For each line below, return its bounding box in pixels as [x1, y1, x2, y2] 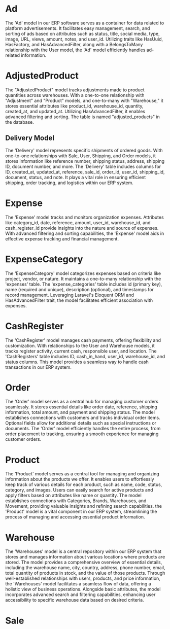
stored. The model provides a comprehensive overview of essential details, [5, 559, 162, 566]
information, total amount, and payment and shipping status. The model [5, 409, 155, 415]
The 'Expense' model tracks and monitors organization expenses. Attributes [5, 214, 164, 220]
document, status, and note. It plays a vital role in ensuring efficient [5, 174, 146, 180]
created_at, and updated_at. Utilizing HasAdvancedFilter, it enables [5, 108, 146, 114]
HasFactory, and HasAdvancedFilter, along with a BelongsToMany [5, 41, 143, 47]
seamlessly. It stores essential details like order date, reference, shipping [5, 404, 157, 410]
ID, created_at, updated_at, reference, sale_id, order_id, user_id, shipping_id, [5, 168, 165, 175]
